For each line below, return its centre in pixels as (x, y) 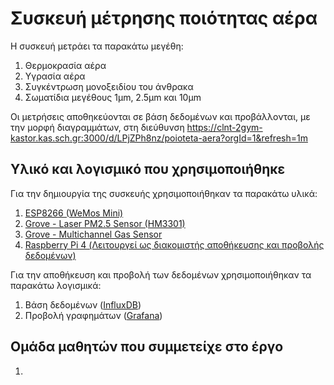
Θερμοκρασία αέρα (65, 65)
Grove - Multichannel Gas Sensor (93, 234)
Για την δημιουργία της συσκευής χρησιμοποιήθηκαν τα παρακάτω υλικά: (164, 193)
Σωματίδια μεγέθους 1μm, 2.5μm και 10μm (113, 97)
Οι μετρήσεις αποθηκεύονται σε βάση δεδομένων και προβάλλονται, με (160, 116)
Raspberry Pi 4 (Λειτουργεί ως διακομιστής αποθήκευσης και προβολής (174, 244)
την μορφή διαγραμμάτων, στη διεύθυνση (97, 127)
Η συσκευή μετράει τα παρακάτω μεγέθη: (97, 46)
